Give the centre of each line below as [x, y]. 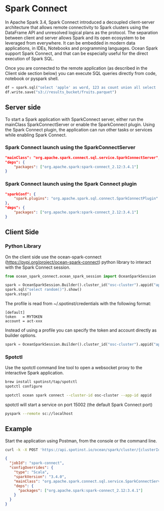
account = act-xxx [24, 321]
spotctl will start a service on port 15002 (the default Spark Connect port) [79, 405]
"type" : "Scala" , [31, 472]
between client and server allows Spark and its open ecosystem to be [75, 38]
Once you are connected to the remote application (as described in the [76, 68]
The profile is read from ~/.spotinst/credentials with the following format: [78, 304]
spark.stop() [18, 294]
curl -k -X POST [21, 450]
